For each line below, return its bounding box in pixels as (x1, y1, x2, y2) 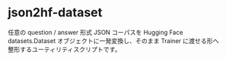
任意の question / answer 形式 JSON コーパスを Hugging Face (8, 28, 183, 36)
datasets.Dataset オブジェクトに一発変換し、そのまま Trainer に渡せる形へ (8, 36, 219, 45)
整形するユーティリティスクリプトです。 (8, 45, 121, 53)
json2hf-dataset (8, 5, 102, 20)
